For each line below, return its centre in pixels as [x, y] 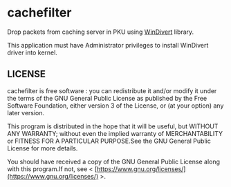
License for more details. [43, 148]
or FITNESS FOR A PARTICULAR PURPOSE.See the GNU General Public [109, 141]
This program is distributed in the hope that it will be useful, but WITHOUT [113, 126]
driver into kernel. [32, 52]
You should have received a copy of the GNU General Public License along [113, 161]
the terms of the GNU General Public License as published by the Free [107, 98]
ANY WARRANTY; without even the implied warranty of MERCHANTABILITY [115, 133]
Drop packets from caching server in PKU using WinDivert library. [101, 32]
